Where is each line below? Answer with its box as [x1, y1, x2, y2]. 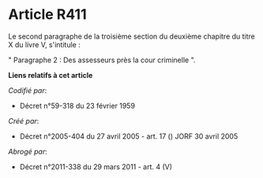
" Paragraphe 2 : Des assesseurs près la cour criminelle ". [8, 55, 196, 65]
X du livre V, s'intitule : [8, 39, 81, 49]
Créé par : [8, 116, 39, 125]
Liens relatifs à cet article [8, 70, 93, 80]
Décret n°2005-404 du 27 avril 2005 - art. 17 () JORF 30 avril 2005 [19, 132, 239, 141]
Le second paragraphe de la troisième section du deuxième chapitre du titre [8, 32, 255, 41]
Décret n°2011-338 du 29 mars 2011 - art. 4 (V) [19, 161, 172, 171]
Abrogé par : [8, 146, 47, 156]
